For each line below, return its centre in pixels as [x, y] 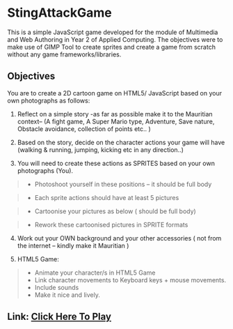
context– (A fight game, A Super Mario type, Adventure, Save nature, [116, 121]
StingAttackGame [60, 13]
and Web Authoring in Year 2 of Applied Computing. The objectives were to [115, 39]
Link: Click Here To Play [59, 317]
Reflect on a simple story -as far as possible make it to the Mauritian [115, 114]
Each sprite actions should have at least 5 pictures [107, 197]
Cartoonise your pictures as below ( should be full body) [115, 211]
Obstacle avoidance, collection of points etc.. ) [84, 129]
